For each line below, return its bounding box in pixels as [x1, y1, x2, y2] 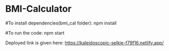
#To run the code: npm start [5, 30, 65, 36]
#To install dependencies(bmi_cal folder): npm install [5, 20, 117, 26]
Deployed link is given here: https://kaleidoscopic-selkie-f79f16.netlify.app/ [5, 39, 164, 46]
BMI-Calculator [5, 3, 72, 15]
